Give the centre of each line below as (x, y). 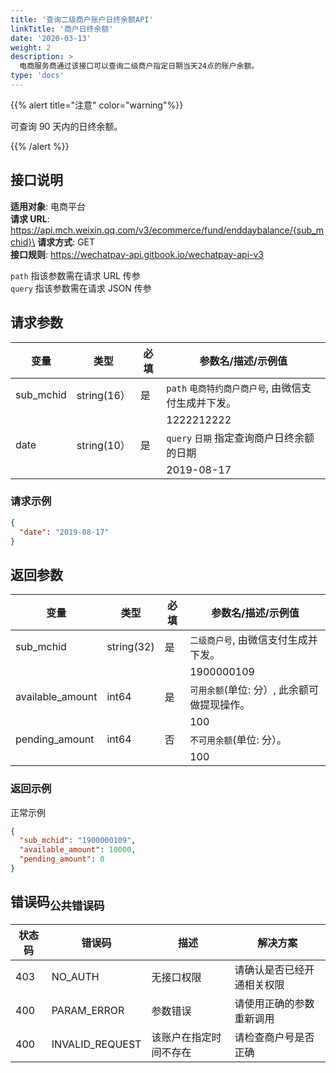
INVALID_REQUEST (96, 1044)
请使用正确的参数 (274, 1003)
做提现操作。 (220, 705)
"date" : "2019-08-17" (64, 532)
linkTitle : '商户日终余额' (62, 29)
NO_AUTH (75, 976)
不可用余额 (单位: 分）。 (238, 740)
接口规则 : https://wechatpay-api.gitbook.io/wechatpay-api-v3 (137, 254)
